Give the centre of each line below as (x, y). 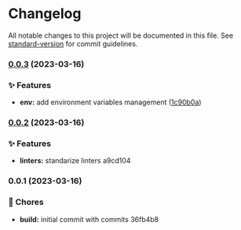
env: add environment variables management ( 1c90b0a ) (110, 102)
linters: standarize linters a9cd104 (75, 161)
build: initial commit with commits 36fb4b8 (89, 219)
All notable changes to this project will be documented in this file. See (121, 35)
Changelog (45, 14)
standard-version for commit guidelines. (73, 43)
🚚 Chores (26, 203)
